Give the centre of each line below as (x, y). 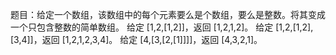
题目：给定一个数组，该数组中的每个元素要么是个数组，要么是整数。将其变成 (168, 14)
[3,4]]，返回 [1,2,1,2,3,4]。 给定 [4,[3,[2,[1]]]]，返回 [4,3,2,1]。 (136, 39)
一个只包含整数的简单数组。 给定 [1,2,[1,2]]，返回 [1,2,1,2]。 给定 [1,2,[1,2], (162, 27)
